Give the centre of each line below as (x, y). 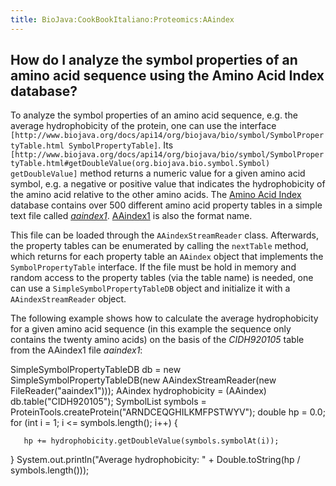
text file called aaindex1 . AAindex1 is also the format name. (131, 216)
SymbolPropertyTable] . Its (121, 145)
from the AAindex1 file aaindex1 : (76, 350)
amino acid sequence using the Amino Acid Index (167, 76)
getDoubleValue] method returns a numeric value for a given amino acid (158, 173)
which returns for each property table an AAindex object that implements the (167, 257)
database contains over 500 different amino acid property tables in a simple (166, 205)
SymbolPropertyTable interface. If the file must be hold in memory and (153, 267)
